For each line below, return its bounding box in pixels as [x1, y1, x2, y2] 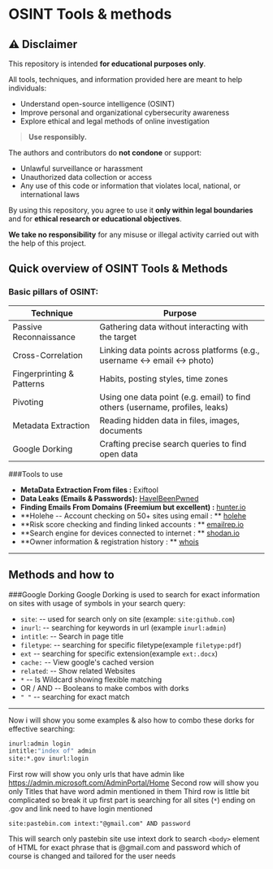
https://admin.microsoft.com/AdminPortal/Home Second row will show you [8, 778, 259, 788]
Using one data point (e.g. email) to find [99, 391, 251, 403]
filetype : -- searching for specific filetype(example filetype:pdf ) [19, 640, 242, 649]
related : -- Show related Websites [19, 666, 136, 675]
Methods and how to [8, 568, 115, 582]
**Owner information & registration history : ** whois [19, 536, 199, 546]
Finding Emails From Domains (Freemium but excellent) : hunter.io [19, 502, 246, 512]
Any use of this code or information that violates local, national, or [19, 181, 241, 190]
